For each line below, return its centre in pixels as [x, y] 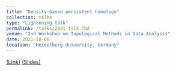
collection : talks [29, 17]
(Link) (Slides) [23, 62]
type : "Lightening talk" [37, 23]
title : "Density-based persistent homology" [63, 12]
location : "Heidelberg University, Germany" [63, 45]
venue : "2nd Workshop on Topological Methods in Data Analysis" [88, 34]
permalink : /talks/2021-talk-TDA [48, 28]
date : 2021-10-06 [28, 39]
